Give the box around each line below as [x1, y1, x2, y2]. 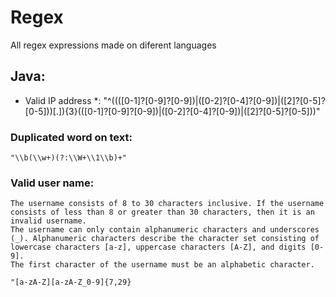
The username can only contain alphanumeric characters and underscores [10, 225, 320, 235]
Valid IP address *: [24, 94, 102, 106]
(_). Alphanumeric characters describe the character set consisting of [10, 234, 320, 244]
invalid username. [10, 216, 87, 226]
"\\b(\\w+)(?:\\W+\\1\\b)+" [10, 153, 128, 163]
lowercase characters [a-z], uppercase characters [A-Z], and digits [10, 242, 307, 253]
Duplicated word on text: [10, 130, 133, 144]
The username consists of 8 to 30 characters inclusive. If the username [10, 199, 325, 209]
